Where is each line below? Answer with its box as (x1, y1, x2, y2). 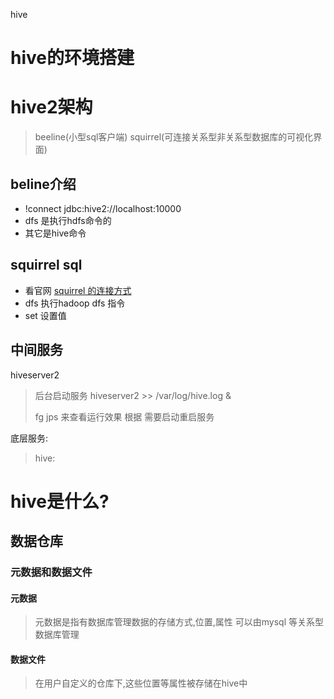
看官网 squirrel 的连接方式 (24, 284, 132, 296)
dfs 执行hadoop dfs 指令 (24, 297, 126, 309)
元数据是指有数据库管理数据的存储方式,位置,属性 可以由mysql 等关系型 (34, 616, 325, 628)
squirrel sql (10, 257, 83, 274)
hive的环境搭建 (10, 47, 135, 69)
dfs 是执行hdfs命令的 (24, 214, 112, 226)
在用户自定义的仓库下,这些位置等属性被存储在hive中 (34, 677, 248, 689)
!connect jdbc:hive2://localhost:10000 (24, 202, 182, 214)
